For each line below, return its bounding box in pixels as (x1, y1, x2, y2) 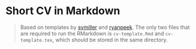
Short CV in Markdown (5, 4, 120, 18)
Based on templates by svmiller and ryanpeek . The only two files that (20, 24, 190, 31)
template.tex (20, 37, 53, 43)
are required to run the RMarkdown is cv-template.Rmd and (20, 30, 164, 37)
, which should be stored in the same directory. (52, 36, 168, 43)
